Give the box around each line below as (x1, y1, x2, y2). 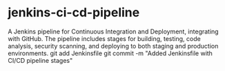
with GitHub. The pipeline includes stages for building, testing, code (8, 34, 201, 42)
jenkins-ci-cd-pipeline (8, 5, 140, 20)
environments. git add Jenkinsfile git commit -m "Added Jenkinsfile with (8, 49, 213, 57)
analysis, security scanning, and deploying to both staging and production (8, 42, 219, 50)
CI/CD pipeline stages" (8, 56, 73, 64)
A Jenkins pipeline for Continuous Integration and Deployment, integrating (8, 27, 219, 35)
